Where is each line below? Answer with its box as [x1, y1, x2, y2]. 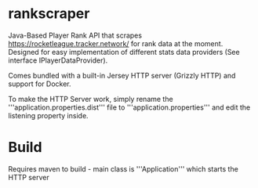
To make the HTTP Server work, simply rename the [8, 94, 174, 103]
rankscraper [8, 5, 90, 23]
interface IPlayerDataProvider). [8, 56, 108, 65]
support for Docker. [8, 79, 72, 89]
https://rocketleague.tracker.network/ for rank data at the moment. [8, 38, 223, 48]
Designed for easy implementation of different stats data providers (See [8, 47, 241, 56]
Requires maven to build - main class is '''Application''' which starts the [8, 164, 239, 173]
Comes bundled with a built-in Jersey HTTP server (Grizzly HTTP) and [8, 70, 236, 80]
